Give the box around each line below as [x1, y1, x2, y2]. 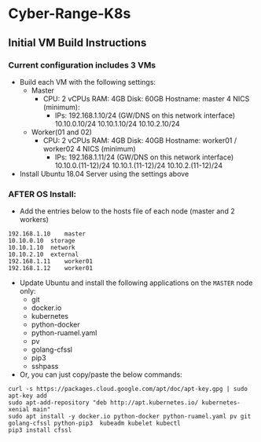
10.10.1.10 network [8, 244, 76, 252]
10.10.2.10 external [8, 250, 79, 259]
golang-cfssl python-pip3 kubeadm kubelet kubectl [8, 419, 181, 428]
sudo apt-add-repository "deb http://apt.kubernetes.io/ [8, 399, 199, 407]
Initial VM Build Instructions [8, 36, 147, 49]
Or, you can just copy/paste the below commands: [19, 370, 182, 379]
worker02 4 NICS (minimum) [42, 144, 136, 153]
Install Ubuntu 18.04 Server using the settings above [19, 169, 189, 178]
